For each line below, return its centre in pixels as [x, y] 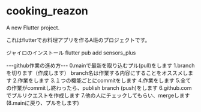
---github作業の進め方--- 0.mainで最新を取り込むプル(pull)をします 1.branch [100, 65]
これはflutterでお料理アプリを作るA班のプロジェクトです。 [78, 40]
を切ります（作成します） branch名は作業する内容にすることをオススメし [97, 72]
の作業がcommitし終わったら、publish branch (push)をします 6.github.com [99, 87]
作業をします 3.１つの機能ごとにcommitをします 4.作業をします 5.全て [104, 80]
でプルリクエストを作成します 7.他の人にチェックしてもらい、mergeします [98, 95]
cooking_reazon [47, 11]
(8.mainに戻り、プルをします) [43, 102]
